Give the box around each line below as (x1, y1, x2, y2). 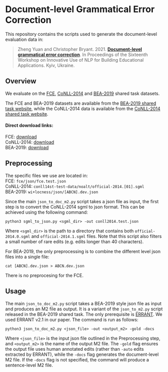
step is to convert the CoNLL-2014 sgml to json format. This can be (5, 204, 145, 210)
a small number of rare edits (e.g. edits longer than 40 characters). (5, 239, 144, 245)
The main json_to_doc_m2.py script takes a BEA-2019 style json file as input (5, 300, 162, 306)
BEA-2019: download (5, 144, 49, 150)
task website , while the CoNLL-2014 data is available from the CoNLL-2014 (5, 105, 160, 112)
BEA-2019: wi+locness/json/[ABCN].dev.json (5, 189, 98, 195)
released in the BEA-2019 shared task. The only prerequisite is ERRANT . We (5, 311, 162, 317)
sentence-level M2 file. (5, 362, 53, 368)
